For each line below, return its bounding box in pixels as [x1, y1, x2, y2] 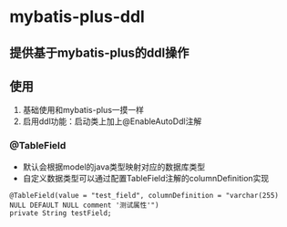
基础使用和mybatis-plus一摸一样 [22, 105, 144, 116]
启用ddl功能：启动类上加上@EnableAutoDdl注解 [22, 116, 202, 127]
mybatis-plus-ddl [9, 6, 146, 27]
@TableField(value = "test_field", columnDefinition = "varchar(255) [9, 191, 280, 200]
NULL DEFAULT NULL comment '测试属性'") [9, 201, 159, 210]
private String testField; [9, 208, 112, 218]
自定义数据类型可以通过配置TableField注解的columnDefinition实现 [22, 172, 270, 183]
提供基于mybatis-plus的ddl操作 [9, 45, 190, 60]
